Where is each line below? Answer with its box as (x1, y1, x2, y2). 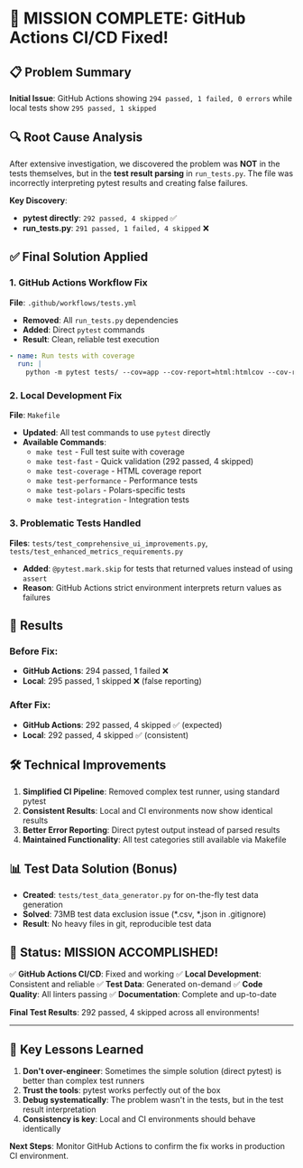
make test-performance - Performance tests (35, 475, 198, 486)
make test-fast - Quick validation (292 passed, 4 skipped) (35, 456, 254, 467)
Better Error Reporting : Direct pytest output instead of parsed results (22, 824, 280, 835)
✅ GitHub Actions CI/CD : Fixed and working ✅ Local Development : (9, 968, 262, 979)
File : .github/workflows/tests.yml (9, 297, 137, 308)
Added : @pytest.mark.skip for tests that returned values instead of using (22, 563, 293, 574)
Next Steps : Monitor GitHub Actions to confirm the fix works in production (9, 1140, 286, 1151)
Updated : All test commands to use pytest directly (22, 427, 211, 438)
